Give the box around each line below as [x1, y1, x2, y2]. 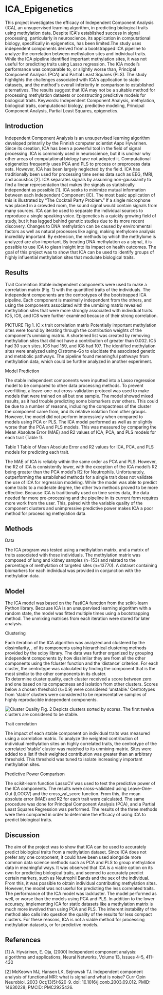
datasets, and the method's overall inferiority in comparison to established [5, 82, 154, 87]
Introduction [5, 122, 44, 130]
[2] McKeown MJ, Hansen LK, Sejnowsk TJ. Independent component [5, 969, 143, 974]
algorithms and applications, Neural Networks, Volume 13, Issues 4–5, [5, 954, 145, 960]
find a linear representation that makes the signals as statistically [5, 182, 135, 188]
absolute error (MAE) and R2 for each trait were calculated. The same [5, 796, 145, 802]
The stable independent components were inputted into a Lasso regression [5, 377, 156, 383]
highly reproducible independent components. [5, 697, 98, 703]
